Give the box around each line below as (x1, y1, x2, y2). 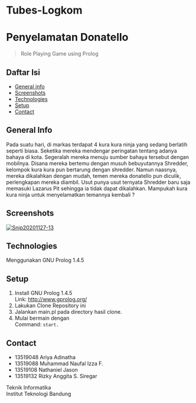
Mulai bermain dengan (14, 314, 70, 322)
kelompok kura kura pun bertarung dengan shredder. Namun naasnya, (6, 166, 177, 173)
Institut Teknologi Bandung (6, 391, 71, 397)
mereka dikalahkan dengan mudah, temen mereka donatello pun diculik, (6, 172, 181, 179)
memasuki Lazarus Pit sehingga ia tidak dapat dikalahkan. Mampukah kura (6, 184, 188, 192)
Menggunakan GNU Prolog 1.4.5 (6, 256, 84, 264)
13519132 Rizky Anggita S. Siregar (14, 373, 97, 379)
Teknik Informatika (6, 384, 51, 391)
